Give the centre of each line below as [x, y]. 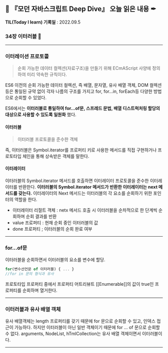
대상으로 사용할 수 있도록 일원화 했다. [41, 115]
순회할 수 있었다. [30, 98]
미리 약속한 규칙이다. [47, 75]
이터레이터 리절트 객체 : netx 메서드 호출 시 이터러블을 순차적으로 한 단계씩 [85, 210]
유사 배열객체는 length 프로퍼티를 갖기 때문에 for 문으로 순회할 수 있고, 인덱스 [80, 321]
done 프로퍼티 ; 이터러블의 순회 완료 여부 [52, 229]
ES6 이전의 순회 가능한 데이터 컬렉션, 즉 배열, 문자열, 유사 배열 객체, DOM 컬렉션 [83, 85]
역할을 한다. [26, 199]
